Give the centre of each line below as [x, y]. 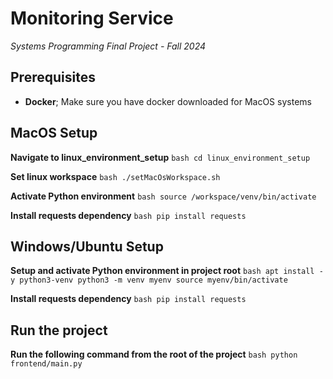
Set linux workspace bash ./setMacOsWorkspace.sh [115, 176]
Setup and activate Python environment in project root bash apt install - [167, 271]
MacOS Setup [54, 133]
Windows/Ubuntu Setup [87, 246]
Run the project [59, 330]
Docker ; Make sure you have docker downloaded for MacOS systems [168, 101]
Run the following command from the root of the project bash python [154, 354]
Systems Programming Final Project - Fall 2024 [108, 46]
